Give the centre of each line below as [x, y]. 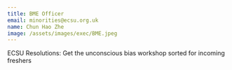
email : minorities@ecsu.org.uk [53, 20]
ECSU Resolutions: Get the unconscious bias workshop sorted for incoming [116, 53]
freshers [19, 61]
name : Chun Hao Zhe [36, 27]
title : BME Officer [36, 14]
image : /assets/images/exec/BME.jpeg [62, 33]
